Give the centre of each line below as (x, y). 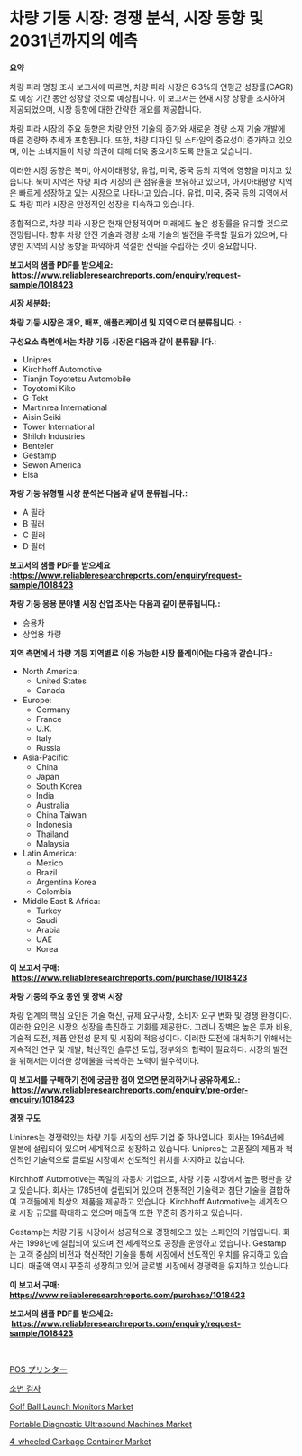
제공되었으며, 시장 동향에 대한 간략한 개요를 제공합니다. (105, 109)
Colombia (54, 891)
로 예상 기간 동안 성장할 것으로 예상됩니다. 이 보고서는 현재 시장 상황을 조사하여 (147, 98)
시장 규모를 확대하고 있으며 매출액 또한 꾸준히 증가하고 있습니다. (130, 1213)
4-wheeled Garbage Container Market (80, 1441)
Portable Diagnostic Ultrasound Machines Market (101, 1424)
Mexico (50, 863)
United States (61, 681)
